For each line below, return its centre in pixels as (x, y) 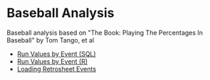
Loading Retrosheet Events (57, 69)
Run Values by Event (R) (52, 61)
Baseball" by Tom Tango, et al (51, 40)
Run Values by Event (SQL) (57, 54)
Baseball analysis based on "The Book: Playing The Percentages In (105, 33)
